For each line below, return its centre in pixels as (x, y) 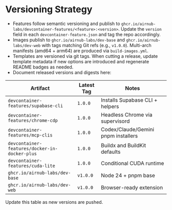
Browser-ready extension (132, 188)
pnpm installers (119, 135)
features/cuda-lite (31, 166)
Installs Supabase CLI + (129, 100)
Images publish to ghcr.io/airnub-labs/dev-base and (69, 40)
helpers (110, 106)
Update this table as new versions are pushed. (54, 202)
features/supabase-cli (35, 106)
